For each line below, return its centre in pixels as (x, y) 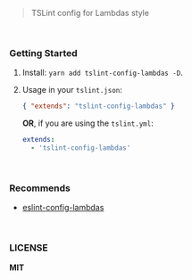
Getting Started (43, 53)
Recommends (40, 188)
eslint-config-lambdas (63, 208)
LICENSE (29, 248)
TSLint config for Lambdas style (90, 13)
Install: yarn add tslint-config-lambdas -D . (102, 73)
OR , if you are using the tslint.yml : (88, 123)
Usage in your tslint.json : (72, 90)
